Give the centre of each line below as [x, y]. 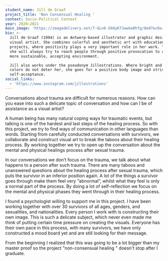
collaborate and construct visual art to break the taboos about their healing [82, 139]
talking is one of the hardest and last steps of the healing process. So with [81, 123]
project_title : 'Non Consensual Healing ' [50, 14]
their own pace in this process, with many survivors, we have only [73, 228]
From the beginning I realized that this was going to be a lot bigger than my [82, 243]
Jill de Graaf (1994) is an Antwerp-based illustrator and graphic [81, 38]
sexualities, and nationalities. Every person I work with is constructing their [82, 212]
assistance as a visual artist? [34, 108]
